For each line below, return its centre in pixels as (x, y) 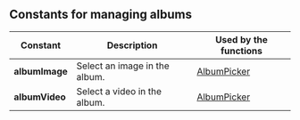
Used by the (242, 39)
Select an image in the (123, 66)
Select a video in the (119, 91)
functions (242, 51)
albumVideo (40, 97)
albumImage (41, 71)
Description (132, 45)
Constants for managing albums (100, 15)
